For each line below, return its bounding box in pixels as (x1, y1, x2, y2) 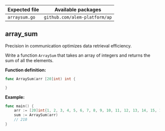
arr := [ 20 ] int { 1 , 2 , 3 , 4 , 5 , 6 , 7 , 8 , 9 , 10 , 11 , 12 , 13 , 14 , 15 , (14, 108, 157, 113)
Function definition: (5, 67, 47, 73)
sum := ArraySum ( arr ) (14, 112, 58, 118)
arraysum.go (7, 15, 36, 20)
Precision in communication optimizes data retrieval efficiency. (5, 43, 132, 48)
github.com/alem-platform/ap (44, 15, 112, 20)
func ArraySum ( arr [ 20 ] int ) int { (5, 76, 76, 81)
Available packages (54, 6, 102, 13)
